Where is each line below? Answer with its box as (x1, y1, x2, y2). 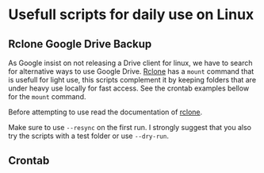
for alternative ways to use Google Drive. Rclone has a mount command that (8, 67, 254, 76)
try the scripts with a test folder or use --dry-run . (8, 131, 169, 140)
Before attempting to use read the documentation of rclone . (8, 107, 203, 117)
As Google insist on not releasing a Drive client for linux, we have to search (8, 58, 253, 67)
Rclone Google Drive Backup (8, 37, 152, 51)
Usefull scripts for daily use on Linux (8, 6, 254, 24)
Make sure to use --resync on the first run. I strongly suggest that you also (8, 123, 252, 132)
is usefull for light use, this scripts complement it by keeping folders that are (8, 75, 256, 84)
